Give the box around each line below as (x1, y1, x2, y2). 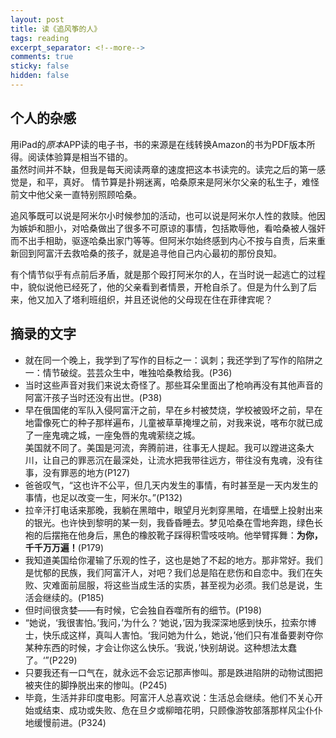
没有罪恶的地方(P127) (42, 466, 131, 478)
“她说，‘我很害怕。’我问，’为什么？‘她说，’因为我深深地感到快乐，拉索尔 (24, 616, 308, 628)
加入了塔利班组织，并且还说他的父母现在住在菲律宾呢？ (44, 293, 273, 305)
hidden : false (10, 71, 70, 81)
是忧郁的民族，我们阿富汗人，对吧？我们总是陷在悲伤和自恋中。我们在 (24, 566, 315, 578)
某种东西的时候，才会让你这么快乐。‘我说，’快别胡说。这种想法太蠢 (24, 641, 298, 653)
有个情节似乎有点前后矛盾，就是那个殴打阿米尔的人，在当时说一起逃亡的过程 (10, 268, 326, 280)
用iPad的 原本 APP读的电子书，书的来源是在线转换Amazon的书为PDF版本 (10, 138, 307, 150)
